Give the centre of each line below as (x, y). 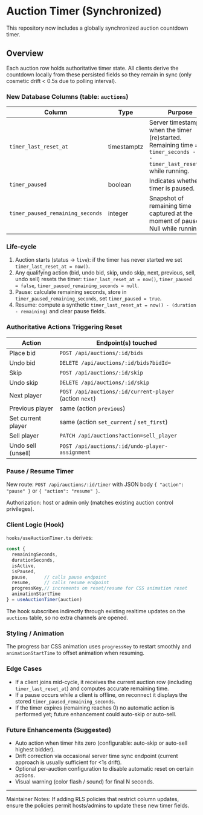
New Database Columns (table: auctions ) (67, 96)
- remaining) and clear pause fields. (60, 311)
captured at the (171, 213)
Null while (163, 228)
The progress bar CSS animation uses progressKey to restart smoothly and (99, 647)
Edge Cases (24, 669)
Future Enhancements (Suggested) (59, 730)
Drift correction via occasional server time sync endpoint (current (96, 756)
